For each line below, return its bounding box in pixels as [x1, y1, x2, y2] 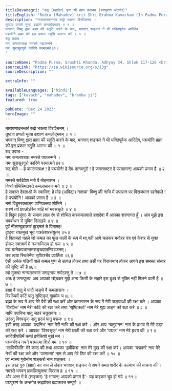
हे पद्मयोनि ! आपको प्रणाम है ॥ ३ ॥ [5, 194, 61, 201]
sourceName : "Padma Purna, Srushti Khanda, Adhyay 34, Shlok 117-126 [5, 60, 157, 65]
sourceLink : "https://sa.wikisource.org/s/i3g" [5, 65, 109, 70]
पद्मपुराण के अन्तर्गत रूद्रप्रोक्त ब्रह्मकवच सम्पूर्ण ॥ [5, 379, 81, 385]
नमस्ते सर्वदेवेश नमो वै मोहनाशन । [5, 178, 60, 184]
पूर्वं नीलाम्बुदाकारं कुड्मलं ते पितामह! [5, 224, 62, 230]
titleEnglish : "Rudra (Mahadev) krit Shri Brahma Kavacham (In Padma [5, 12, 157, 17]
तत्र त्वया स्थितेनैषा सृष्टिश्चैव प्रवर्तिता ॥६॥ [5, 252, 73, 259]
